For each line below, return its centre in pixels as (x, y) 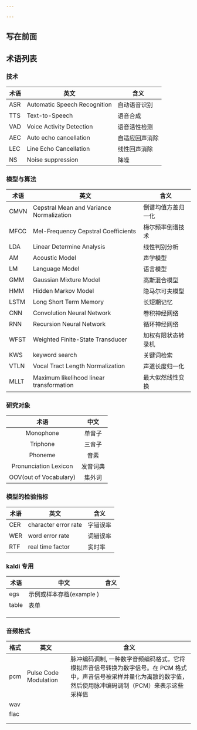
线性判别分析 (161, 247)
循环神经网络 (161, 325)
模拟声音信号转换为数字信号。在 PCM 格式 (128, 668)
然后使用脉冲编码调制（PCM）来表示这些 (127, 686)
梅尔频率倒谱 (161, 227)
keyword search (55, 355)
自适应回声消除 (138, 138)
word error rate (49, 536)
